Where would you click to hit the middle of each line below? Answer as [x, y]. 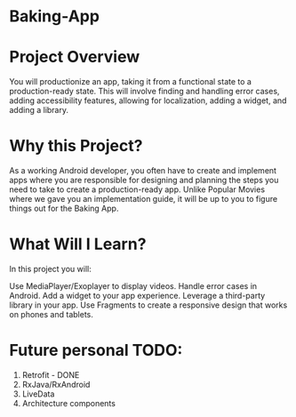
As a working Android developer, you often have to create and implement [143, 171]
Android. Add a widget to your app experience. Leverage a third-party [137, 296]
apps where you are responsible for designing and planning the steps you [144, 180]
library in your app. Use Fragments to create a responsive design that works [148, 305]
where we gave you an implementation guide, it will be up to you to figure [144, 199]
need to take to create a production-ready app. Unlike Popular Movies [137, 189]
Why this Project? [76, 146]
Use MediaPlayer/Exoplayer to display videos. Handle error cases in [133, 286]
